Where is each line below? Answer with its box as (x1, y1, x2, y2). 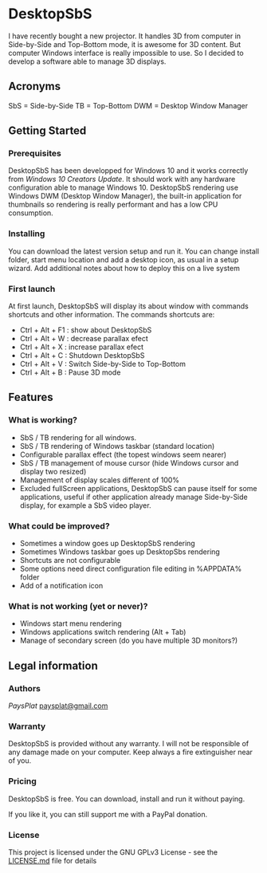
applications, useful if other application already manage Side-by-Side (19, 492, 249, 501)
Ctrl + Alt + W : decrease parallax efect (19, 334, 149, 344)
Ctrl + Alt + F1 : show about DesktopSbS (19, 325, 152, 335)
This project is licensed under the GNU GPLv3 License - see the (8, 847, 218, 857)
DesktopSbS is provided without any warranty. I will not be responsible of (8, 739, 249, 749)
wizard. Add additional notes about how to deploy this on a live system (8, 263, 241, 273)
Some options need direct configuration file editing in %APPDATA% (19, 564, 242, 574)
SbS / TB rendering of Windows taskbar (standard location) (19, 441, 215, 450)
